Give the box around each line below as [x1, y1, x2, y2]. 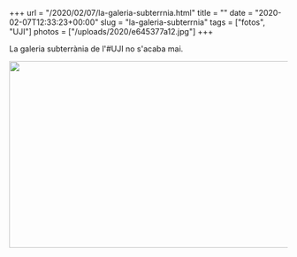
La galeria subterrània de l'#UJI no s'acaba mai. [9, 43, 184, 54]
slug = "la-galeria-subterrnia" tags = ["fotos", [100, 17, 266, 27]
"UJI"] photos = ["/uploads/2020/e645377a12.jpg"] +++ [9, 27, 214, 36]
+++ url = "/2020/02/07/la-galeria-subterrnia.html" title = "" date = [9, 8, 254, 18]
